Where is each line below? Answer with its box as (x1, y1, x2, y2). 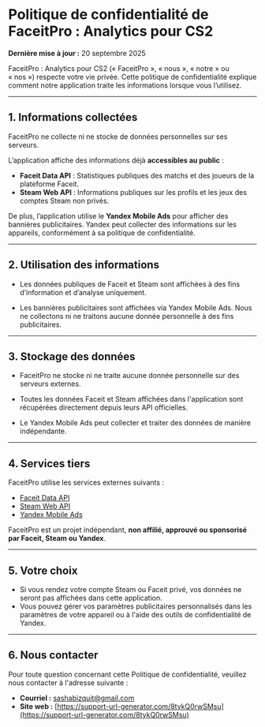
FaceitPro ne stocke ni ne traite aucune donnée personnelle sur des (19, 371, 240, 380)
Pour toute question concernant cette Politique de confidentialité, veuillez (8, 669, 247, 679)
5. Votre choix (8, 564, 78, 577)
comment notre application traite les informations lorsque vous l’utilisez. (8, 81, 242, 90)
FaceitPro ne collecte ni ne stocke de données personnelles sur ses (8, 132, 228, 141)
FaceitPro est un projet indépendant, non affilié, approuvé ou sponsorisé (8, 525, 247, 534)
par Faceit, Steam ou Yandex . (8, 534, 106, 543)
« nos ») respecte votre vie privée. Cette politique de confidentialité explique (8, 72, 257, 81)
